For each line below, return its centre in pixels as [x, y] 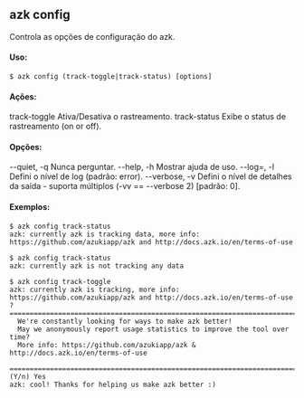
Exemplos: [30, 207]
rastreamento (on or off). [56, 127]
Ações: [23, 96]
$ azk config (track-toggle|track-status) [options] [111, 77]
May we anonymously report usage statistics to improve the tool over [153, 329]
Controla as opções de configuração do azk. [92, 36]
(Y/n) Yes [28, 376]
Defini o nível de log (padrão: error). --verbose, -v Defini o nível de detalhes [151, 176]
